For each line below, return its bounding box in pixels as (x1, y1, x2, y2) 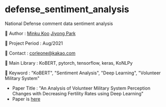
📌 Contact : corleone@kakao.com (5, 50, 76, 56)
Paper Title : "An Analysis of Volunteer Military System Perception (12, 85, 151, 91)
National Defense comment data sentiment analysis (5, 20, 113, 26)
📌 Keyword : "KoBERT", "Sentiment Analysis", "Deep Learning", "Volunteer (5, 70, 161, 76)
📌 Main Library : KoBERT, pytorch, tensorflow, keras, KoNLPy (5, 60, 133, 66)
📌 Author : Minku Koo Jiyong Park (5, 30, 76, 36)
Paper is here (12, 96, 40, 102)
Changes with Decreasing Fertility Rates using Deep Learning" (12, 90, 144, 96)
